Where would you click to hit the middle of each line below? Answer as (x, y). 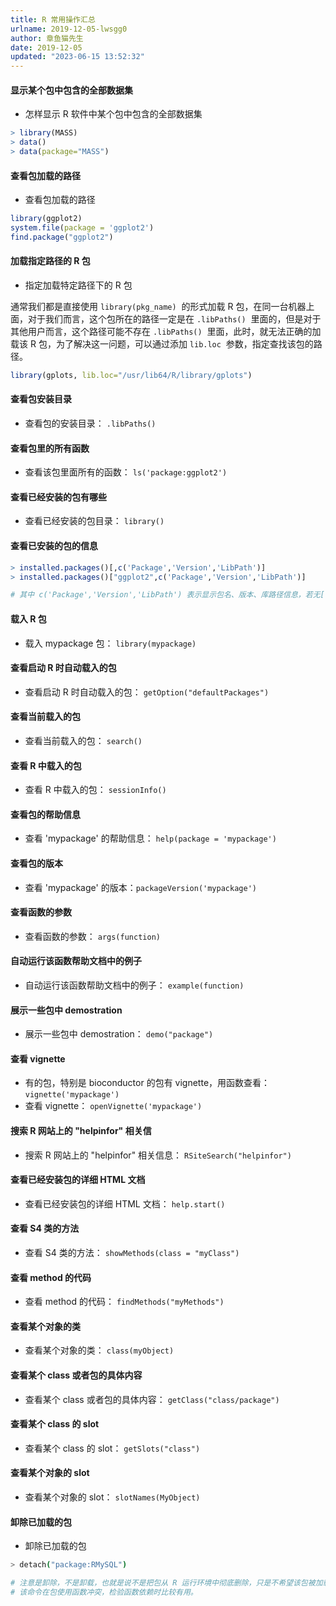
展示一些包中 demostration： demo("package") (119, 1034)
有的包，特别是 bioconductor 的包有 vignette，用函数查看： (147, 1083)
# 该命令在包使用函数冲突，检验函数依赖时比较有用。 (104, 1592)
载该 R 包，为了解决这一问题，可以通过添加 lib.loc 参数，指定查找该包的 (162, 343)
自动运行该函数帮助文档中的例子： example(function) (134, 985)
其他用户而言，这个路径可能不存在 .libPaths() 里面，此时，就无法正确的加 (166, 331)
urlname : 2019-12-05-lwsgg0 (69, 29)
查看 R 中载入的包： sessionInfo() (95, 790)
